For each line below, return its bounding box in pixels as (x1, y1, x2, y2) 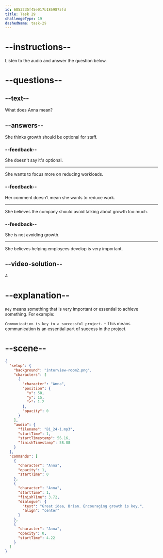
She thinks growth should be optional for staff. (5, 134, 98, 140)
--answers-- (5, 121, 44, 130)
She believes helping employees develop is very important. (5, 245, 123, 251)
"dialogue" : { (17, 499, 47, 504)
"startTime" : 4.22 (17, 535, 55, 540)
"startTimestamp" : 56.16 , (17, 436, 70, 441)
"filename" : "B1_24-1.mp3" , (17, 427, 75, 431)
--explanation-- (5, 290, 70, 301)
